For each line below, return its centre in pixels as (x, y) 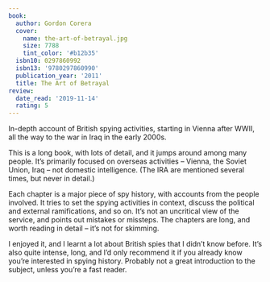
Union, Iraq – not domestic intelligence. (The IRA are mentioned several (126, 170)
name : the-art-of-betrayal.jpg (75, 38)
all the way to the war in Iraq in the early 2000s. (87, 137)
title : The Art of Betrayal (63, 83)
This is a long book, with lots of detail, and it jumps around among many (128, 153)
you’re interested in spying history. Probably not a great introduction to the (132, 261)
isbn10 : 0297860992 (48, 61)
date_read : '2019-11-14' (57, 98)
